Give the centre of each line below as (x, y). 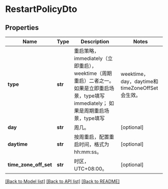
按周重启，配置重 (94, 137)
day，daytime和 (139, 82)
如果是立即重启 (92, 88)
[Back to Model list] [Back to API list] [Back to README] (62, 181)
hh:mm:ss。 (88, 152)
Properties (22, 28)
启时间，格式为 (92, 144)
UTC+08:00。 (91, 169)
